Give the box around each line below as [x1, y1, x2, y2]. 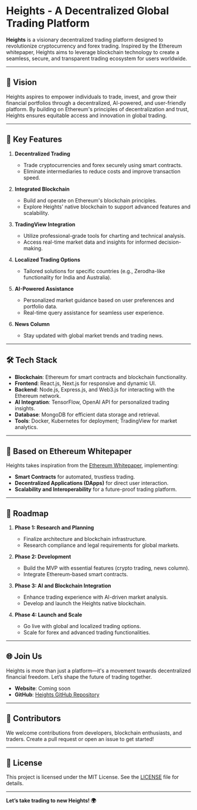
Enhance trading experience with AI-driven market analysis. [23, 593, 168, 600]
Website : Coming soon [14, 685, 71, 692]
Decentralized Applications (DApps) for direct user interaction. [14, 480, 169, 487]
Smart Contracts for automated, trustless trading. [14, 473, 135, 480]
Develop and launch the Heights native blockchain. [23, 600, 147, 607]
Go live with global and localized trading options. [23, 623, 141, 629]
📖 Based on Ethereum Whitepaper [6, 446, 132, 456]
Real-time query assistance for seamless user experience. [23, 309, 164, 316]
